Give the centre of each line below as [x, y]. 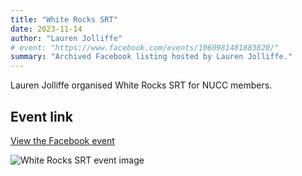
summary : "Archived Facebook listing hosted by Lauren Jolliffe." [151, 57]
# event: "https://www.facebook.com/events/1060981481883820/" [145, 47]
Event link [41, 116]
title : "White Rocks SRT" [64, 19]
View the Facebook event [62, 140]
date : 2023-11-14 [46, 29]
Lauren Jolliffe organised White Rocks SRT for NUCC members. [141, 85]
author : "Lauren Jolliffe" [66, 38]
